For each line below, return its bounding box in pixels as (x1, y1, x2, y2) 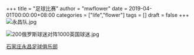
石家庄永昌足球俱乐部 (6, 43, 58, 50)
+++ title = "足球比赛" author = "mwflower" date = (6, 5, 128, 12)
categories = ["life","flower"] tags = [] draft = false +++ (56, 12, 189, 19)
